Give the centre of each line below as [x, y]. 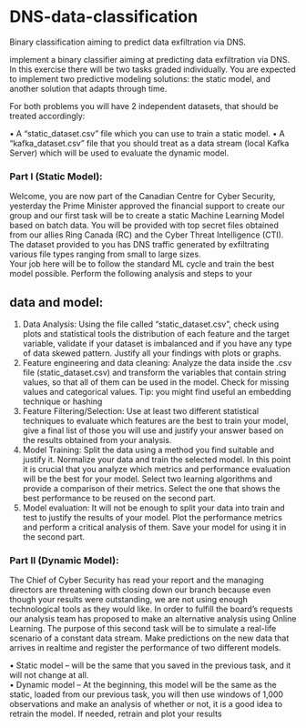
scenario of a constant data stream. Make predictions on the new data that [149, 638]
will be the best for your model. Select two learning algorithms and [148, 479]
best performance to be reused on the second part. [119, 499]
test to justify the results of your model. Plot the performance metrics [152, 518]
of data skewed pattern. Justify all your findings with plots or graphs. [152, 353]
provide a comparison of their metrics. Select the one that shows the [151, 489]
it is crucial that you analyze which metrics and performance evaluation [157, 470]
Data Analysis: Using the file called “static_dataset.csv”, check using [151, 324]
